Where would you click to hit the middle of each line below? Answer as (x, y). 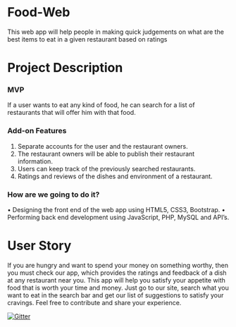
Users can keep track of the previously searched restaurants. (106, 168)
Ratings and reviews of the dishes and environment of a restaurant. (115, 176)
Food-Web (39, 12)
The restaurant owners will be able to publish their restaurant (106, 154)
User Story (39, 246)
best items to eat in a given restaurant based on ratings (87, 39)
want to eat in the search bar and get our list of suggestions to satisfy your (116, 295)
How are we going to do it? (54, 195)
